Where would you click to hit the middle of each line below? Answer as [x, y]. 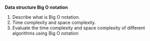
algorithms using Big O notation [45, 33]
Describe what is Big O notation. [46, 17]
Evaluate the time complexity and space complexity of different [79, 28]
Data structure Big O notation [36, 7]
